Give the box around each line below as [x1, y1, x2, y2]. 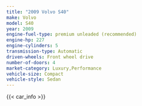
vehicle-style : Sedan [6, 76, 61, 82]
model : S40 [6, 20, 34, 26]
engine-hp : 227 [6, 37, 45, 43]
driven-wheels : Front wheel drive [6, 54, 94, 60]
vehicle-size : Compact [6, 71, 64, 77]
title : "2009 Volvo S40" [6, 8, 69, 15]
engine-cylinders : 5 [6, 43, 59, 49]
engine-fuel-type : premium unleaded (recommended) [6, 31, 137, 38]
